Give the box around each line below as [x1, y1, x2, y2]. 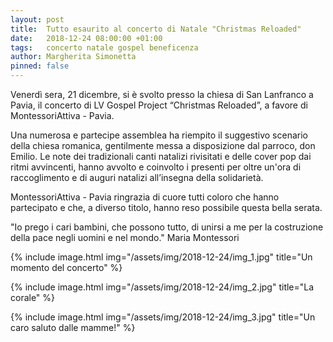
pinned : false [10, 61, 70, 71]
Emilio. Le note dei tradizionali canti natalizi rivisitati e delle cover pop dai [10, 151, 312, 162]
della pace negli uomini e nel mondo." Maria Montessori [10, 232, 240, 243]
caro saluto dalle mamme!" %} [10, 322, 136, 333]
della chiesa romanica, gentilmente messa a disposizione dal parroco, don [10, 140, 316, 151]
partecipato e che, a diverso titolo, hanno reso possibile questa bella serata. [10, 202, 323, 213]
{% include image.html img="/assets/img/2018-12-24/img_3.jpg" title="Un [10, 311, 316, 323]
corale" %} [10, 292, 56, 303]
